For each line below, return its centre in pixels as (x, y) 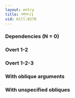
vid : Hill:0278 (21, 19)
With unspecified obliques (38, 90)
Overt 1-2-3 (19, 63)
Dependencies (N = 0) (32, 36)
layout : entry (20, 10)
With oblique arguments (35, 77)
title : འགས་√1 (19, 14)
